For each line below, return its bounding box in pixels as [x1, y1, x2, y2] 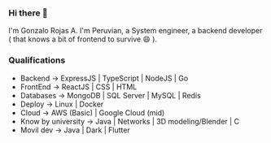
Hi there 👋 [8, 7, 49, 19]
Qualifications [8, 54, 66, 66]
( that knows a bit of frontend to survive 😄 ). [8, 34, 157, 44]
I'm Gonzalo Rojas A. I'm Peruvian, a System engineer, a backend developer [8, 26, 263, 36]
